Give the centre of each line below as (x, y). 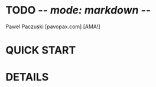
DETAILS (27, 77)
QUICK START (41, 50)
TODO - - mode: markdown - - (78, 10)
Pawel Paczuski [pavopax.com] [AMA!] (53, 26)
